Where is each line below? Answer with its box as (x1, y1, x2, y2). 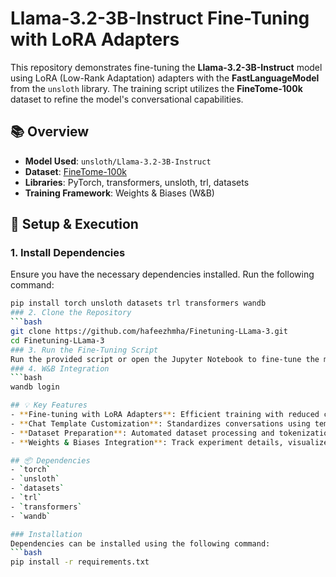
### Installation (10, 529, 83, 539)
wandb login (10, 382, 60, 392)
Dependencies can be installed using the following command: (10, 538, 271, 549)
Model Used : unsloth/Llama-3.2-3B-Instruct (24, 155, 212, 167)
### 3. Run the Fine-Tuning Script (10, 345, 159, 355)
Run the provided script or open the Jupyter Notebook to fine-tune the (10, 354, 320, 364)
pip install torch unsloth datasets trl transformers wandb (10, 298, 267, 309)
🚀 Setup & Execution (10, 216, 139, 233)
